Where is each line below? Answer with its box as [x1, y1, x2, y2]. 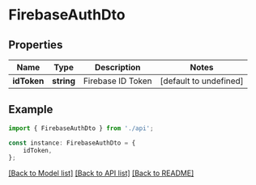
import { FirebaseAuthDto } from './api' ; [8, 124, 154, 132]
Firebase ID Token [83, 75, 152, 86]
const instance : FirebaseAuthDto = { [8, 139, 136, 147]
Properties [8, 38, 63, 52]
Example [8, 103, 53, 116]
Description [94, 62, 141, 73]
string [52, 75, 75, 86]
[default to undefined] [160, 75, 245, 86]
